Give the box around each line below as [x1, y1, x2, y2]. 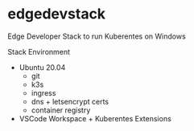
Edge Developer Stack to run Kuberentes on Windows [7, 31, 186, 41]
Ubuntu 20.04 [19, 62, 66, 72]
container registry [31, 105, 91, 115]
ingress [31, 88, 56, 97]
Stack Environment [7, 47, 70, 56]
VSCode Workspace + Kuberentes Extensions [19, 113, 172, 123]
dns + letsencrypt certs [31, 96, 109, 106]
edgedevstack [7, 5, 106, 23]
